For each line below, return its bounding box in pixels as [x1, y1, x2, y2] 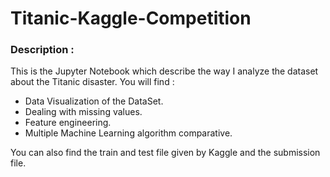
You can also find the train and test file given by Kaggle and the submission [10, 147, 321, 159]
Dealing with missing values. [24, 106, 143, 118]
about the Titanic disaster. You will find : [10, 76, 175, 88]
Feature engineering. [24, 117, 112, 129]
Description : [10, 43, 75, 57]
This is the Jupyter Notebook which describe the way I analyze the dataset [10, 65, 319, 77]
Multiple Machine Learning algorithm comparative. [24, 127, 233, 139]
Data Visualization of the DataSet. [24, 95, 164, 107]
